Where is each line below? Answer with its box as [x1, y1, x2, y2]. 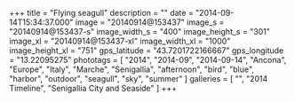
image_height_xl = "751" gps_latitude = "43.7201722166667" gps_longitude [9, 45, 284, 56]
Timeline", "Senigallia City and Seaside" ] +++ [9, 83, 178, 93]
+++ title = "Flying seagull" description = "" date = [9, 8, 194, 18]
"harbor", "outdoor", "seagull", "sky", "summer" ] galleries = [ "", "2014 [9, 74, 268, 83]
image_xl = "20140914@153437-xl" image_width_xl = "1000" [9, 35, 231, 46]
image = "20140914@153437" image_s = [75, 17, 225, 27]
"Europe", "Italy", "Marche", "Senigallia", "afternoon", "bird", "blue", [9, 64, 255, 75]
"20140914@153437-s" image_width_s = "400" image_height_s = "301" [9, 27, 271, 36]
